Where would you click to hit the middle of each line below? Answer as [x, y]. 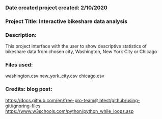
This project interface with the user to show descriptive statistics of [76, 46]
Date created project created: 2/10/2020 [57, 8]
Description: [21, 35]
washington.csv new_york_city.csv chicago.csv [55, 76]
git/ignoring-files [23, 106]
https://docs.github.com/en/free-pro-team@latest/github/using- [73, 100]
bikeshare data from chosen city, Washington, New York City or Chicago [81, 52]
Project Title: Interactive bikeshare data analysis [66, 21]
